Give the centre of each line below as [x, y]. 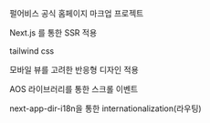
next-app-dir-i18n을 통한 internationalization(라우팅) [106, 108]
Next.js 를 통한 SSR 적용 [53, 33]
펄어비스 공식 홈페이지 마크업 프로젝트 [77, 13]
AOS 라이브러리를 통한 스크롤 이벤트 [74, 89]
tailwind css [32, 51]
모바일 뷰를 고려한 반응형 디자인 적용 [74, 70]
